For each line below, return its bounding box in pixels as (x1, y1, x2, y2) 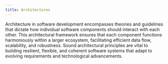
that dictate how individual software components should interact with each (5, 26, 160, 32)
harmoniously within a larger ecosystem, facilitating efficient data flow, (5, 37, 152, 43)
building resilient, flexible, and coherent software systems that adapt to (5, 47, 152, 53)
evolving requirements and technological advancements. (5, 53, 123, 59)
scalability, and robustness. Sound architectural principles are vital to (5, 42, 148, 48)
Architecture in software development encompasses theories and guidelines (5, 21, 163, 27)
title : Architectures (5, 7, 51, 12)
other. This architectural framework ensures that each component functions (5, 31, 162, 37)
